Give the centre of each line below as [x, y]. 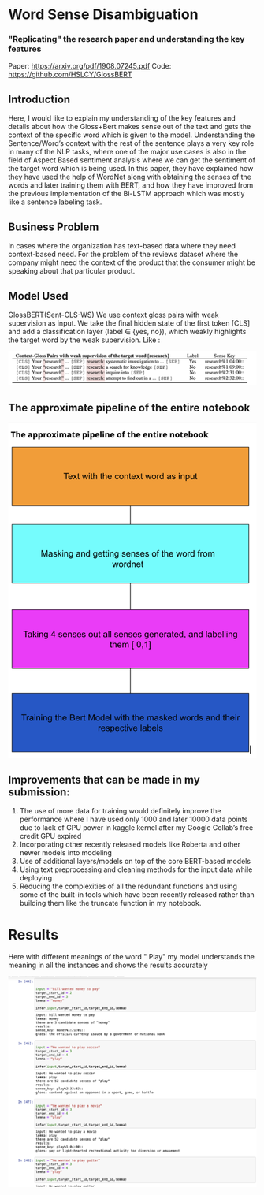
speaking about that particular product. [72, 271]
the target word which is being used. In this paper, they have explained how [131, 169]
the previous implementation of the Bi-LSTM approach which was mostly [126, 194]
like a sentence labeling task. [55, 202]
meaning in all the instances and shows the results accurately [108, 965]
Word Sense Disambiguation [103, 15]
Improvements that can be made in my [104, 779]
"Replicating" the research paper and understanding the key [126, 39]
